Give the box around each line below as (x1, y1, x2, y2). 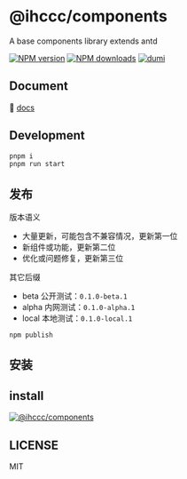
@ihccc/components (9, 6, 168, 27)
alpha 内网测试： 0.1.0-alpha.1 (21, 302, 136, 313)
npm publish (9, 331, 53, 339)
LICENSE (9, 437, 59, 452)
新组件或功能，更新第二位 (21, 242, 116, 252)
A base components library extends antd (9, 36, 158, 46)
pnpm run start (9, 160, 66, 169)
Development (9, 128, 86, 143)
